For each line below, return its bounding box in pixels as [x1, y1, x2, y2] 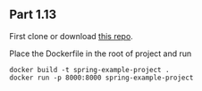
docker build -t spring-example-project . [9, 65, 170, 74]
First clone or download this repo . [9, 30, 134, 41]
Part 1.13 [9, 7, 56, 22]
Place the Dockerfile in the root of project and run [9, 48, 192, 59]
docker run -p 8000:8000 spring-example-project [9, 73, 194, 82]
